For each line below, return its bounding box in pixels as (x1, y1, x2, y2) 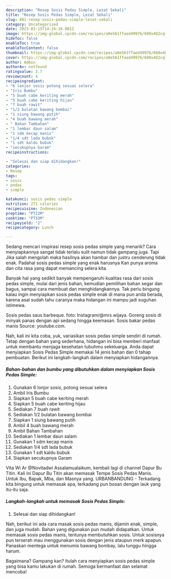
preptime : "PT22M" (6, 211, 45, 216)
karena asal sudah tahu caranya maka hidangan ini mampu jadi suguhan (6, 297, 157, 303)
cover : (6, 55, 20, 60)
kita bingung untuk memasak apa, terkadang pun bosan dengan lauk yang (6, 481, 161, 487)
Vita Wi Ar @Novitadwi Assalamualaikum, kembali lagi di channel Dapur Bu (6, 465, 162, 471)
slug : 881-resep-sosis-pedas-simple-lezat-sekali (6, 17, 113, 22)
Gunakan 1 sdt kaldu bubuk (13, 449, 70, 456)
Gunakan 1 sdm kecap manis (13, 439, 73, 445)
